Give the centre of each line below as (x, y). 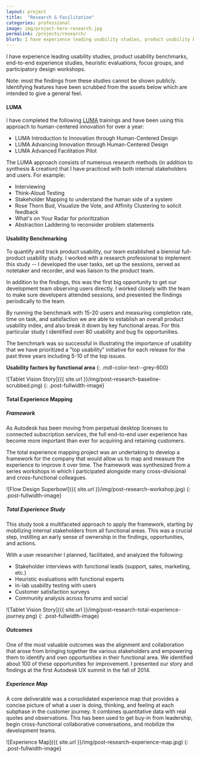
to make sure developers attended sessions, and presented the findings (94, 295)
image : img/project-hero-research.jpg (54, 28)
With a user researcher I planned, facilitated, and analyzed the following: (95, 554)
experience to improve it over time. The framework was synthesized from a (98, 465)
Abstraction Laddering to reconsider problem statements (85, 225)
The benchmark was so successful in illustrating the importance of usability (99, 343)
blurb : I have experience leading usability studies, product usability (98, 39)
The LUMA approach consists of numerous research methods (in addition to (99, 162)
